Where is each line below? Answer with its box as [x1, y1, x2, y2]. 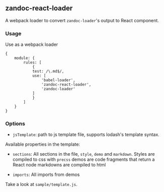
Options [5, 120, 25, 127]
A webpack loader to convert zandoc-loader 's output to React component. [5, 17, 159, 23]
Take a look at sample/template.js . [5, 181, 78, 187]
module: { [14, 55, 35, 61]
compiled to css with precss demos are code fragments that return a [12, 156, 155, 163]
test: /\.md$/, [32, 69, 65, 74]
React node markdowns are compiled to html [12, 162, 106, 168]
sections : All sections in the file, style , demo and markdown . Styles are [12, 151, 155, 157]
